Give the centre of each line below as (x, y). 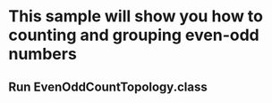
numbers (42, 54)
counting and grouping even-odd (134, 35)
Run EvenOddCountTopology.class (108, 87)
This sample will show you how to (136, 16)
